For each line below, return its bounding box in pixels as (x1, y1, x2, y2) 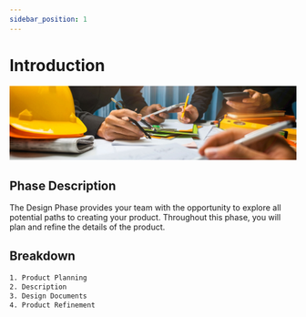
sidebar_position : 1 (9, 15, 88, 24)
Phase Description (9, 178, 117, 193)
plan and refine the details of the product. (9, 221, 166, 232)
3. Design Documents (9, 291, 88, 301)
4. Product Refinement (9, 301, 96, 310)
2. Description (9, 282, 67, 291)
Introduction (9, 55, 106, 76)
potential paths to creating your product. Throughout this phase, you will (9, 212, 281, 223)
